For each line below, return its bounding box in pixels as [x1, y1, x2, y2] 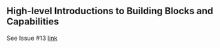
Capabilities [6, 16, 59, 28]
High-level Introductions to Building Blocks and [6, 5, 214, 17]
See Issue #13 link [6, 34, 58, 42]
